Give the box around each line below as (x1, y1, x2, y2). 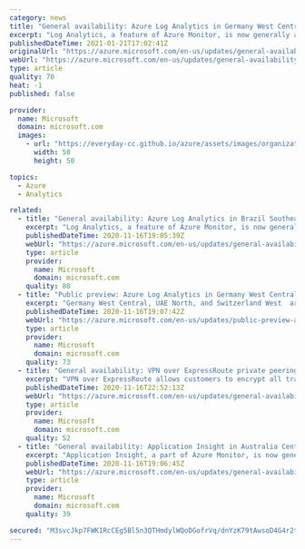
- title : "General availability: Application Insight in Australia (17, 442, 279, 451)
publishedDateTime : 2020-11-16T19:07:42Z (25, 307, 184, 316)
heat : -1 (9, 81, 43, 90)
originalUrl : (9, 47, 59, 56)
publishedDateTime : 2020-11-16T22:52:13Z (25, 383, 184, 392)
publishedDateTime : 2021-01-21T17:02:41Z (9, 38, 169, 48)
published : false (9, 89, 75, 98)
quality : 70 (9, 73, 54, 82)
